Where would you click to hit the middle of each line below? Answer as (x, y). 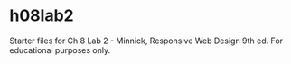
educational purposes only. (60, 50)
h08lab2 (42, 16)
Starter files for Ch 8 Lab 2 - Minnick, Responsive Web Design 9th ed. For (146, 41)
